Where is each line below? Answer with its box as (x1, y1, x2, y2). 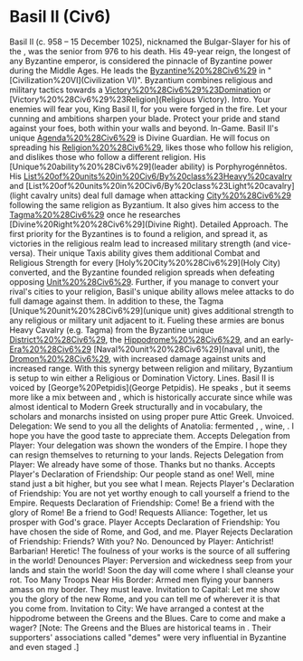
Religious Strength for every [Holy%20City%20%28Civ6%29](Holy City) (9, 257, 281, 268)
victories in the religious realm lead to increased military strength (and (9, 238, 270, 249)
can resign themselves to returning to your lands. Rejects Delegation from (9, 449, 284, 460)
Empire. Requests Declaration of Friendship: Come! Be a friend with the (9, 497, 275, 508)
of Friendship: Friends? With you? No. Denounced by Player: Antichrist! (9, 535, 274, 546)
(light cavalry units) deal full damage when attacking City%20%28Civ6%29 (9, 190, 292, 201)
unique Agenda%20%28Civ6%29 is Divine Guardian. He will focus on (9, 132, 270, 143)
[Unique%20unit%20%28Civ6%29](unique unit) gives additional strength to (9, 305, 294, 316)
